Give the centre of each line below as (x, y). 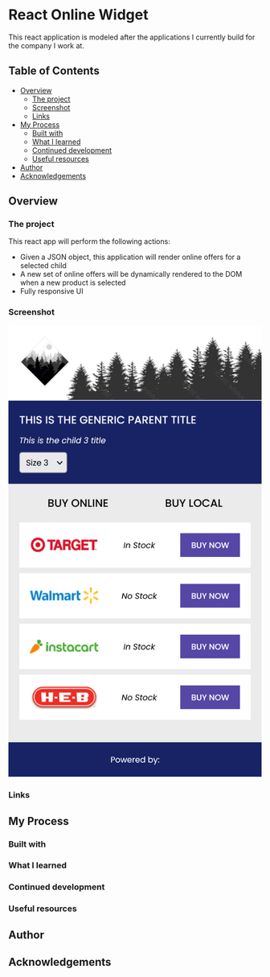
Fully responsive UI (52, 291)
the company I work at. (46, 45)
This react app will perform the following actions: (89, 241)
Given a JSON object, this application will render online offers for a (130, 257)
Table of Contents (54, 71)
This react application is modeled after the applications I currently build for (132, 37)
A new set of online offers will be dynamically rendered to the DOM (131, 274)
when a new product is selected (73, 282)
